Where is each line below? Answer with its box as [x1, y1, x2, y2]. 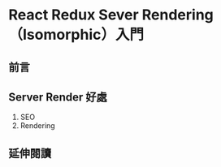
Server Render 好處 [8, 90, 107, 104]
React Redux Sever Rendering [8, 6, 214, 24]
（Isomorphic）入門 [8, 26, 145, 44]
